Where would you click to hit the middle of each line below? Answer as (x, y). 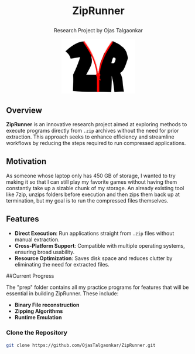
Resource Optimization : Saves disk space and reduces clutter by (93, 258)
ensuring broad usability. (45, 252)
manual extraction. (37, 240)
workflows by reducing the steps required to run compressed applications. (96, 143)
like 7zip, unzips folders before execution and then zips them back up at (93, 194)
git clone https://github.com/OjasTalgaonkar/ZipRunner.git (81, 345)
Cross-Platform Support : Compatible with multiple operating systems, (100, 245)
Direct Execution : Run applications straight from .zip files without (94, 233)
